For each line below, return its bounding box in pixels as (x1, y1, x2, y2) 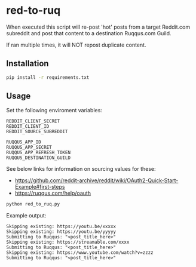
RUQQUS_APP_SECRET (6, 145, 52, 151)
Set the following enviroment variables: (6, 107, 103, 114)
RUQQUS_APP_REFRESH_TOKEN (6, 150, 71, 156)
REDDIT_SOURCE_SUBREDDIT (6, 129, 68, 135)
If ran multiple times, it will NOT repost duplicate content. (6, 41, 146, 48)
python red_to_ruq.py (6, 201, 60, 207)
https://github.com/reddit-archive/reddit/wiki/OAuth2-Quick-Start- (14, 177, 179, 184)
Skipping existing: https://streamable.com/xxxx (6, 240, 130, 245)
